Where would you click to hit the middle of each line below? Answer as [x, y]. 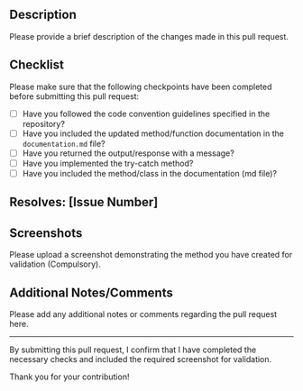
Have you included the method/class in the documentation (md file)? [150, 173]
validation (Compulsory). [55, 264]
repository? [44, 123]
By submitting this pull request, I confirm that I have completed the [133, 350]
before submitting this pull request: [74, 96]
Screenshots [46, 233]
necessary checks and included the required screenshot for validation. [141, 359]
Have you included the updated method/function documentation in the [153, 133]
